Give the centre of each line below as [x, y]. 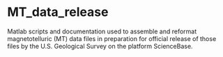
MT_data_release [58, 12]
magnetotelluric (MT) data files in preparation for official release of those [112, 38]
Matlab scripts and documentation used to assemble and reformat [102, 31]
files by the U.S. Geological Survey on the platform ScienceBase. [100, 46]
